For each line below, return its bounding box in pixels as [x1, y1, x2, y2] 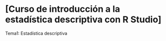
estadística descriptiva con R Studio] [5, 14, 161, 25]
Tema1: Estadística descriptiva [5, 30, 67, 36]
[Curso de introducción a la [5, 3, 120, 15]
